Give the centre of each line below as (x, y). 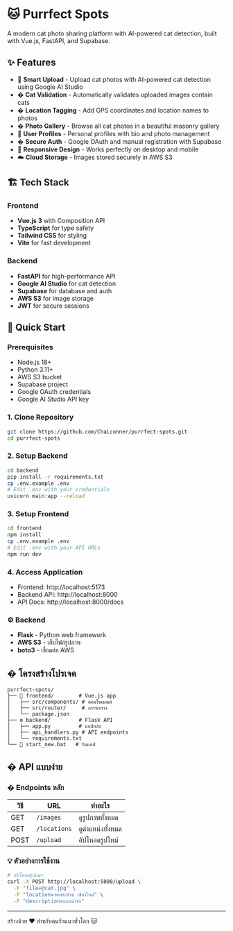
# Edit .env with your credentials (59, 490)
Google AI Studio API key (53, 399)
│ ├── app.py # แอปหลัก (54, 726)
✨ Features (32, 63)
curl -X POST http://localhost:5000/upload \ (74, 882)
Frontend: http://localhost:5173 (61, 587)
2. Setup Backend (37, 456)
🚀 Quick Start (36, 328)
